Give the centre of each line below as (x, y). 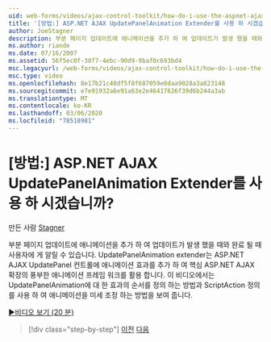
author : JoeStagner (41, 31)
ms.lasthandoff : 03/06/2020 (56, 114)
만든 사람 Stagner (37, 227)
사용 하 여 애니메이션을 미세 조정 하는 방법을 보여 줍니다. (105, 294)
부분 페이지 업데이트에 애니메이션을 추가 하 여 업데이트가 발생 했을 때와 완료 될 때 (135, 244)
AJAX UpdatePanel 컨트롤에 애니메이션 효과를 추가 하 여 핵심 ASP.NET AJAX (132, 265)
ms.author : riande (39, 46)
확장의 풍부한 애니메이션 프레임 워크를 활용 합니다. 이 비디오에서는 (112, 274)
